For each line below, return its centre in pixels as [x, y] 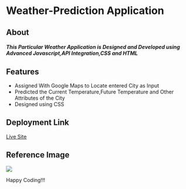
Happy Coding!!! [26, 180]
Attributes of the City [40, 98]
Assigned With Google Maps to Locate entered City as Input [87, 85]
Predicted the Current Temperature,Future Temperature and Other [94, 92]
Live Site [16, 136]
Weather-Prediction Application [85, 11]
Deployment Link [37, 123]
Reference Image [38, 155]
